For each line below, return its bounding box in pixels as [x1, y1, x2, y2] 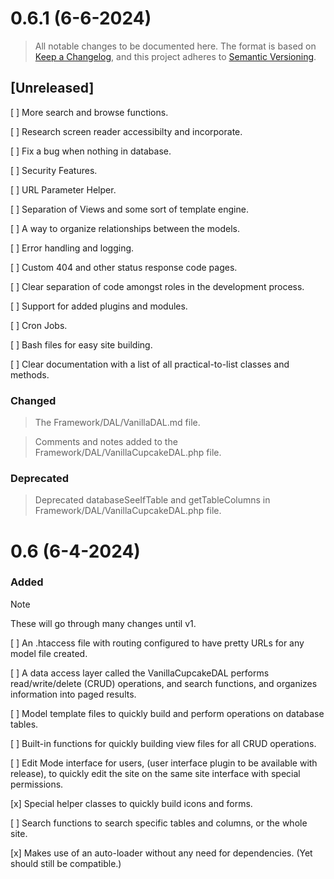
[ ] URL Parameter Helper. [10, 183, 117, 196]
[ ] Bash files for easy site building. [10, 338, 153, 351]
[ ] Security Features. [10, 164, 98, 176]
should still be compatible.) [10, 857, 122, 869]
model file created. [10, 647, 88, 659]
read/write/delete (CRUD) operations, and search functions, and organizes [10, 677, 318, 689]
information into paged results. [10, 688, 137, 700]
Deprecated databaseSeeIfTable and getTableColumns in [34, 494, 271, 506]
